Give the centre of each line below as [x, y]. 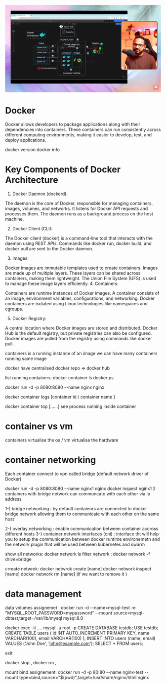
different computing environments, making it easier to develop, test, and [79, 135]
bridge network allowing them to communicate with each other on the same [82, 514]
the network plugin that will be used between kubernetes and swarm [75, 544]
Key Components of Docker [63, 170]
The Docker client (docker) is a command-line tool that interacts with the [79, 238]
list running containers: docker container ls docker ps [59, 377]
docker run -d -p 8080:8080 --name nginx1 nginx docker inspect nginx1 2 [80, 488]
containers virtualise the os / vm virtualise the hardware [62, 440]
